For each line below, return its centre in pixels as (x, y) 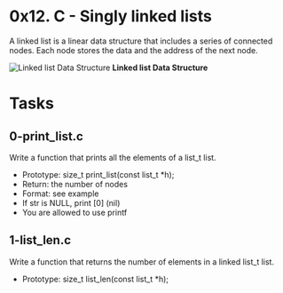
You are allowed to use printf (75, 212)
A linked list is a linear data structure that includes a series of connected (141, 41)
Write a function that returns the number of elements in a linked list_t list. (142, 261)
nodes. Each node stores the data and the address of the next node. (134, 50)
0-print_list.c (47, 136)
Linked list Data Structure (160, 67)
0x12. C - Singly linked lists (111, 16)
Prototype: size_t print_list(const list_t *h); (98, 174)
